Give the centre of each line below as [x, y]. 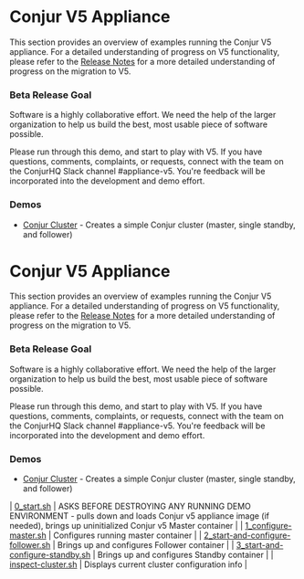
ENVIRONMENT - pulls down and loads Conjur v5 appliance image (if [140, 516]
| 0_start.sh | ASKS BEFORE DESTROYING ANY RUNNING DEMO [130, 506]
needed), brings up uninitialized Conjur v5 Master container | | [126, 526]
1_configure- [268, 526]
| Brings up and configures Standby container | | [183, 555]
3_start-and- [260, 545]
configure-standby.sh [50, 555]
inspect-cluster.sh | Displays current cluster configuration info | [129, 564]
